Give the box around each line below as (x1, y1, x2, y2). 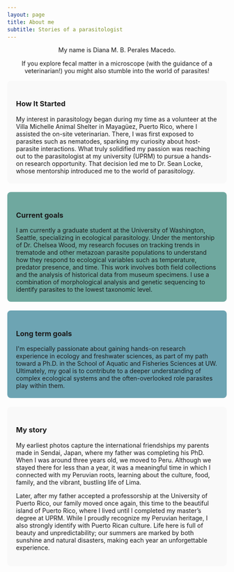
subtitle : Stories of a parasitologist (7, 26, 123, 33)
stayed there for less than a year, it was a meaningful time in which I (16, 463, 211, 472)
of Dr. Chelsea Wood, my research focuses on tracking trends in (16, 240, 200, 249)
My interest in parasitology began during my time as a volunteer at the (16, 115, 217, 123)
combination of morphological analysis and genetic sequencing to (16, 277, 205, 286)
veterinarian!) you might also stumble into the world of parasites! (24, 67, 210, 75)
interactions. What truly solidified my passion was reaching (40, 144, 210, 153)
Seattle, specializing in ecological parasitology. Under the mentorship (16, 233, 215, 242)
